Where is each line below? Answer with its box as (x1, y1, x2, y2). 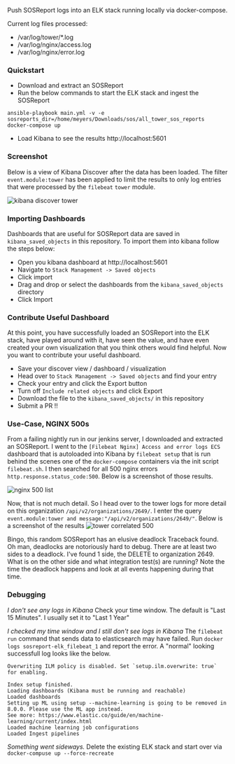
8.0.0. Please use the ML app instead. (7, 705, 124, 713)
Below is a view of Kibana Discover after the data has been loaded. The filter (7, 167, 228, 176)
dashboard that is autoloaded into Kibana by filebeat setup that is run (7, 450, 211, 458)
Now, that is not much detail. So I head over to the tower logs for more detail (7, 499, 227, 508)
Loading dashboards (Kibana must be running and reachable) (7, 687, 187, 694)
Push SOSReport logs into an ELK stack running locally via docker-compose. (7, 6, 228, 14)
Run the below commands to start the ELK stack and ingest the (17, 89, 199, 97)
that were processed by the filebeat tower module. (7, 182, 156, 191)
